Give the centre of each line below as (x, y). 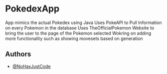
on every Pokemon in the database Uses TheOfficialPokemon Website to (80, 27)
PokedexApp (32, 9)
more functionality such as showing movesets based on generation (74, 38)
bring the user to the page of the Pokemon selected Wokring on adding (78, 33)
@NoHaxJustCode (31, 66)
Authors (18, 54)
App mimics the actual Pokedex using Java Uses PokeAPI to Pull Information (83, 22)
